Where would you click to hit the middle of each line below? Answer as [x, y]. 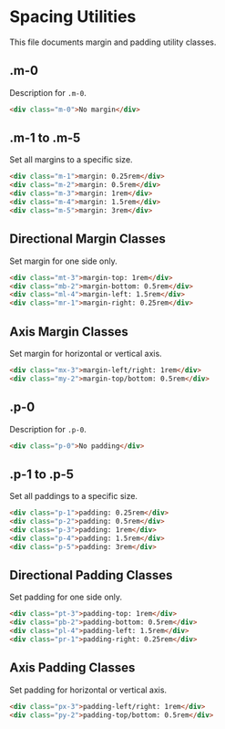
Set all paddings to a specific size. [74, 496]
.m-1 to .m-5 [45, 138]
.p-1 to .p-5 [42, 474]
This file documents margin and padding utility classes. [113, 42]
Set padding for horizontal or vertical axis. [88, 690]
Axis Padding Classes [72, 668]
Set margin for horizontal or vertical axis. [86, 353]
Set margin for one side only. [64, 261]
